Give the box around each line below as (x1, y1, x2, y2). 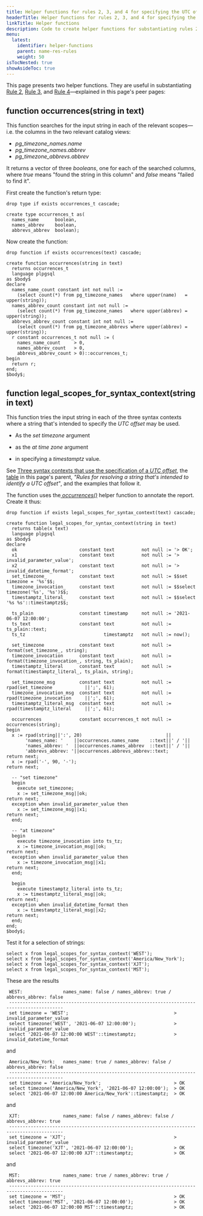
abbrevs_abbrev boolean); (11, 228, 80, 234)
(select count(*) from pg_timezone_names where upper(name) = (17, 292, 188, 299)
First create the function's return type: (6, 189, 101, 197)
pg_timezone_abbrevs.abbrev (14, 153, 89, 160)
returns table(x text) (11, 526, 69, 532)
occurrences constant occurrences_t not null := (11, 716, 172, 722)
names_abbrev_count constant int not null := (11, 303, 129, 309)
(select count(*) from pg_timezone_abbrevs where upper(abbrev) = (17, 324, 188, 330)
